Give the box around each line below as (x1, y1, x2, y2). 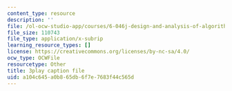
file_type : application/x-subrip (7, 36, 104, 42)
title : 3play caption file (7, 67, 85, 74)
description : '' (7, 16, 54, 23)
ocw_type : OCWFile (7, 55, 60, 62)
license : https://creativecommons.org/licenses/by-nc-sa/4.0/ (7, 49, 190, 55)
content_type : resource (7, 10, 76, 17)
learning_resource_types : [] (7, 42, 91, 49)
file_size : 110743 (7, 29, 60, 36)
